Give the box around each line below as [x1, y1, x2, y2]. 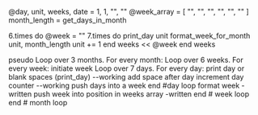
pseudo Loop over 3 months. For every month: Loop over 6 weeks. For [8, 55, 244, 64]
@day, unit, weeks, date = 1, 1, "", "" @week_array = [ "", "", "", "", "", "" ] [8, 7, 249, 16]
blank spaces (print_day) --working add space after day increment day [8, 72, 244, 81]
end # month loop [8, 98, 68, 107]
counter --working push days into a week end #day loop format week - [8, 80, 245, 90]
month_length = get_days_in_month [8, 15, 127, 25]
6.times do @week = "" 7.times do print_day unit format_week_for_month [8, 31, 251, 40]
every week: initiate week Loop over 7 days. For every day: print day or [8, 64, 245, 73]
